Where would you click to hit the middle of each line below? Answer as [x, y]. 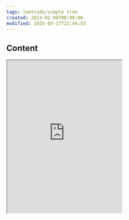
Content [22, 48]
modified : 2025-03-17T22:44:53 [46, 23]
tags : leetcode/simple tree [42, 12]
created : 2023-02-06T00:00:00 [45, 18]
